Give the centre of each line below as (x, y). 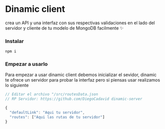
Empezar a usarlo (26, 64)
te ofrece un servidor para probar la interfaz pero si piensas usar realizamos (83, 80)
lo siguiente (17, 86)
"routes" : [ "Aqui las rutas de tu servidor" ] (57, 117)
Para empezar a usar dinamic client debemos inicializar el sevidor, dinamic (81, 75)
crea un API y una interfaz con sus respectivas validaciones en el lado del (80, 23)
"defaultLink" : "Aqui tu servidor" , (47, 113)
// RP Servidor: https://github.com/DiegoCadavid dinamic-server (74, 99)
